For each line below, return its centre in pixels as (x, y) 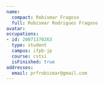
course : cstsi (29, 56)
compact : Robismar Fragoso (45, 17)
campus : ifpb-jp (32, 51)
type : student (29, 45)
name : (13, 12)
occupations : (23, 34)
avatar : (16, 28)
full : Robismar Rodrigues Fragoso (55, 23)
